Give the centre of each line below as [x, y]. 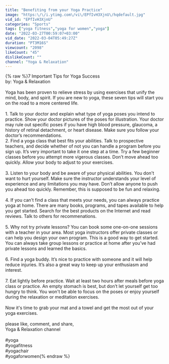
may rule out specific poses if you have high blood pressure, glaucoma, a [81, 125]
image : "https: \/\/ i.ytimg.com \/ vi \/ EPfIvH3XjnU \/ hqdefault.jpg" [75, 15]
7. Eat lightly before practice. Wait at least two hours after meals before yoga [84, 281]
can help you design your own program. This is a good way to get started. [82, 238]
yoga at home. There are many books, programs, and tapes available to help [84, 205]
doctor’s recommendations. [34, 135]
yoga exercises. [22, 313]
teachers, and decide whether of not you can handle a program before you [83, 146]
